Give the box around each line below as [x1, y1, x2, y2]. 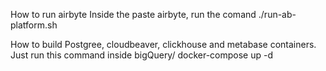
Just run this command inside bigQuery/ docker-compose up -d [10, 49, 273, 61]
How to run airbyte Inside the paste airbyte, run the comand [10, 9, 257, 20]
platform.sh [10, 19, 58, 31]
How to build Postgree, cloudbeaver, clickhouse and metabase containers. [10, 39, 317, 50]
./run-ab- [258, 9, 297, 20]
